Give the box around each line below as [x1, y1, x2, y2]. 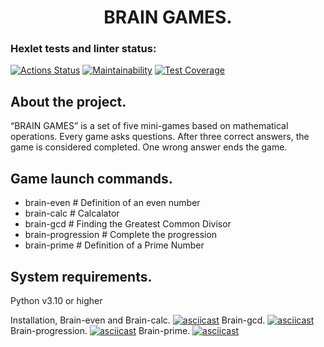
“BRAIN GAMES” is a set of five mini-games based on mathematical [10, 120, 289, 132]
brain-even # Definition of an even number [24, 197, 201, 209]
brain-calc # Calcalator [24, 207, 120, 220]
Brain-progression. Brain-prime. [10, 324, 191, 336]
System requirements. [10, 268, 153, 285]
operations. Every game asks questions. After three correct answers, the [10, 131, 310, 143]
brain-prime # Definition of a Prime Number [24, 239, 205, 251]
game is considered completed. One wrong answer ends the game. [10, 141, 288, 153]
